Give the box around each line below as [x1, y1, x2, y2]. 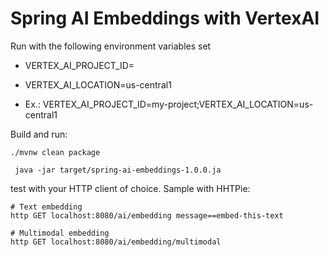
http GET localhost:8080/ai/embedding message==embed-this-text [10, 210, 284, 221]
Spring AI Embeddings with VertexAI [10, 7, 320, 30]
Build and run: [10, 128, 68, 140]
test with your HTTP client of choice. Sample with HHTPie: [10, 182, 251, 194]
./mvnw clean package [10, 147, 101, 157]
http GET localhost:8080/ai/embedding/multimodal [10, 237, 222, 247]
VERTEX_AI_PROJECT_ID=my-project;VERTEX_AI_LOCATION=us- [42, 98, 314, 110]
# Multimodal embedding [10, 228, 110, 238]
